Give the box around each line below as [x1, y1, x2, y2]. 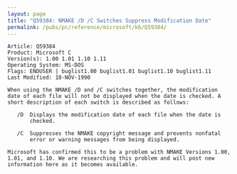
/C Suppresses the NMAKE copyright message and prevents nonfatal [16, 130, 221, 137]
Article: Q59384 [7, 43, 56, 50]
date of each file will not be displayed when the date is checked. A [7, 93, 221, 100]
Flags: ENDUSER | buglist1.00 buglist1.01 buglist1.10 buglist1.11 [7, 68, 212, 75]
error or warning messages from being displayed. [29, 136, 180, 143]
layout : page [7, 10, 46, 18]
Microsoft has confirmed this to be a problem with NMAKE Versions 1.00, [7, 148, 231, 156]
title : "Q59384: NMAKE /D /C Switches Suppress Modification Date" [7, 17, 212, 24]
